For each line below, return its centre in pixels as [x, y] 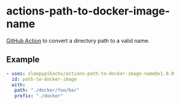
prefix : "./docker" [39, 96]
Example [23, 59]
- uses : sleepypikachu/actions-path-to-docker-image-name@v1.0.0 [90, 74]
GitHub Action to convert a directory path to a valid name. [78, 40]
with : [19, 85]
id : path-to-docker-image [44, 79]
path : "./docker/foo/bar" [47, 91]
